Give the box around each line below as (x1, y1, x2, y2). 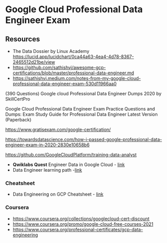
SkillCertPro (5, 96, 31, 102)
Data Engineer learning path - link (12, 167, 82, 173)
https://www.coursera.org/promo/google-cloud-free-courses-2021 (12, 221, 154, 227)
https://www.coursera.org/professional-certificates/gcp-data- (12, 226, 144, 232)
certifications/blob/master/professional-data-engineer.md (12, 70, 134, 76)
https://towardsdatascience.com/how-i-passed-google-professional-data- (5, 137, 162, 142)
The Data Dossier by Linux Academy (12, 48, 90, 54)
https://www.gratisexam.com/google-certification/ (5, 126, 111, 132)
